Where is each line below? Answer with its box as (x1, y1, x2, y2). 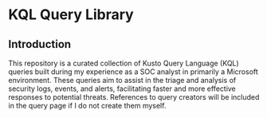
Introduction (8, 37, 72, 51)
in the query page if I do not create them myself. (8, 101, 167, 110)
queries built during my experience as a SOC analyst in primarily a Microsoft (8, 67, 259, 77)
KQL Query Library (8, 6, 134, 24)
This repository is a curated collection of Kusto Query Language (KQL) (8, 58, 239, 68)
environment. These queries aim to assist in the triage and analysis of (8, 76, 237, 85)
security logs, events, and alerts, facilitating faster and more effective (8, 84, 237, 93)
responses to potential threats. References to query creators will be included (8, 92, 260, 101)
